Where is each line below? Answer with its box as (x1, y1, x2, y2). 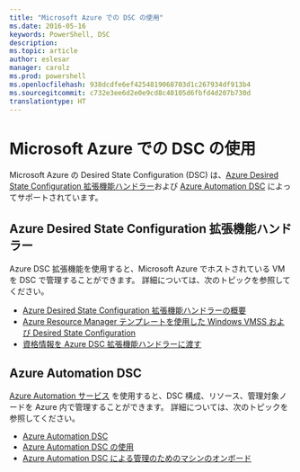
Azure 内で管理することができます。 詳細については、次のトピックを (34, 401, 289, 412)
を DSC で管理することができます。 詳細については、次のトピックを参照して (9, 275, 291, 286)
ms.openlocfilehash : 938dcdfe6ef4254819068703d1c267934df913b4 (9, 80, 251, 89)
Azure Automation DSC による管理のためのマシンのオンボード (22, 452, 251, 463)
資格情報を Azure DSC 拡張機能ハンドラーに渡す (22, 339, 202, 350)
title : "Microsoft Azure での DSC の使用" (9, 13, 164, 22)
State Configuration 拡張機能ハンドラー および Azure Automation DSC (9, 181, 266, 191)
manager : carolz (9, 64, 70, 73)
